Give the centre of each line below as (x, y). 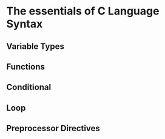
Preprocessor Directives (53, 128)
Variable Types (35, 46)
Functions (26, 67)
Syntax (25, 24)
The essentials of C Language (83, 11)
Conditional (29, 87)
